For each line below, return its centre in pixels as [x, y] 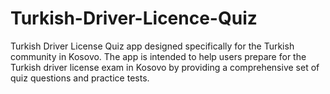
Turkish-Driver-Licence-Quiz [134, 18]
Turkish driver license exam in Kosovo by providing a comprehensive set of [165, 67]
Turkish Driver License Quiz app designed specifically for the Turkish [152, 46]
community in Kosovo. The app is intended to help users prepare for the [158, 56]
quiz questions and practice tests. [80, 78]
